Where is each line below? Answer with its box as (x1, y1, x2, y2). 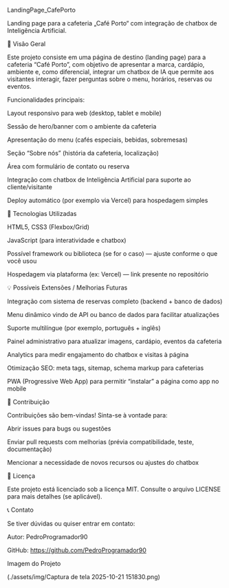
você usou (7, 257, 37, 265)
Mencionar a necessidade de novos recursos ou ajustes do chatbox (7, 459, 199, 466)
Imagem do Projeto (7, 560, 61, 567)
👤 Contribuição (7, 398, 50, 406)
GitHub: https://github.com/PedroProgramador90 (7, 546, 146, 554)
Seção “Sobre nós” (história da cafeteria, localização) (7, 149, 160, 157)
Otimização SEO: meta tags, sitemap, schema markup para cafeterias (7, 364, 204, 372)
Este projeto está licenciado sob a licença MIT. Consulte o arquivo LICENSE (7, 485, 221, 493)
